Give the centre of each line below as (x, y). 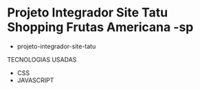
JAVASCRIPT (35, 80)
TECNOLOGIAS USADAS (42, 59)
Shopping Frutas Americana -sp (100, 27)
